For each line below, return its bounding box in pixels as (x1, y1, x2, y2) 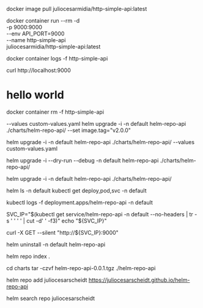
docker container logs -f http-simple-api (6, 55, 108, 62)
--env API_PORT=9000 (6, 30, 65, 37)
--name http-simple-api (6, 37, 66, 43)
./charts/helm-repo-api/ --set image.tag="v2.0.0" (6, 127, 131, 134)
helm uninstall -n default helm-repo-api (6, 241, 106, 248)
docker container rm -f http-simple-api (6, 108, 105, 116)
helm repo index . (6, 252, 50, 260)
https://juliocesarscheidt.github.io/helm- (88, 276, 190, 284)
